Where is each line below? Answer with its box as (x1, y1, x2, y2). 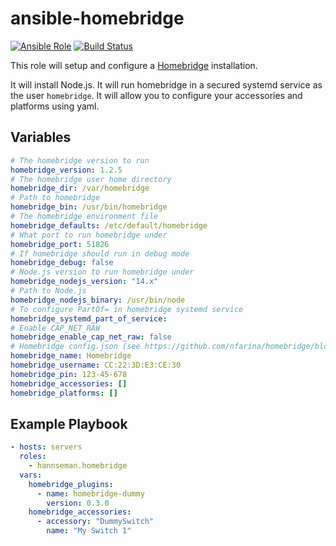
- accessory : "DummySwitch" (36, 517, 155, 527)
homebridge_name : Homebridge (10, 351, 132, 361)
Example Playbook (10, 415, 128, 432)
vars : (19, 470, 43, 480)
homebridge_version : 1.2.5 (10, 165, 123, 175)
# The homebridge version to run (10, 155, 150, 166)
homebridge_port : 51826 (10, 239, 110, 249)
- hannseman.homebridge (28, 461, 128, 471)
